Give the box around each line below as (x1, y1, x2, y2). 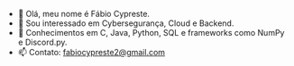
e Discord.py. (17, 37, 68, 47)
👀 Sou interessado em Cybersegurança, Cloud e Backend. (17, 18, 234, 29)
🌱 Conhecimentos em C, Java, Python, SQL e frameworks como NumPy (17, 28, 285, 37)
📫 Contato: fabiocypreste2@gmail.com (17, 47, 165, 57)
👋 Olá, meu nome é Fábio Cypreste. (17, 9, 151, 19)
